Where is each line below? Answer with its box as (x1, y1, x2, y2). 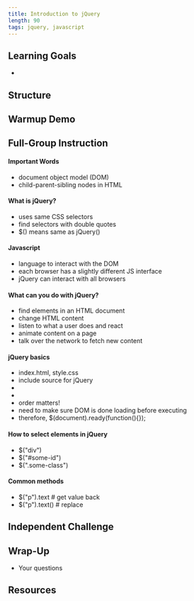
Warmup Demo (8, 113, 76, 125)
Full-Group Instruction (8, 137, 108, 150)
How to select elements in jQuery (8, 429, 108, 438)
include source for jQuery (18, 376, 93, 385)
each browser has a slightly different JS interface (18, 266, 162, 275)
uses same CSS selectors (18, 212, 93, 220)
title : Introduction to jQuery (8, 10, 101, 18)
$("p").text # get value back (18, 493, 100, 501)
